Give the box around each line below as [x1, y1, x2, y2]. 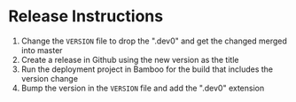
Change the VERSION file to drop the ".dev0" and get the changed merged [20, 35, 287, 46]
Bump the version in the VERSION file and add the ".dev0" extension [20, 82, 265, 93]
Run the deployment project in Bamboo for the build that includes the [20, 64, 274, 75]
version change [20, 73, 79, 83]
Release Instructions [8, 6, 164, 27]
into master [20, 44, 63, 55]
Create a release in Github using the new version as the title [20, 54, 239, 65]
